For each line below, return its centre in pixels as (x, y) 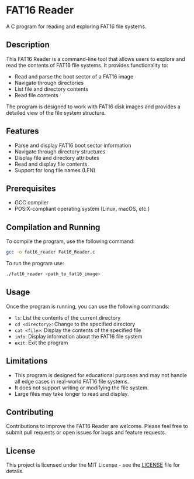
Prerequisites (31, 188)
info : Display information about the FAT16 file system (78, 336)
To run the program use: (35, 264)
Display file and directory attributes (57, 158)
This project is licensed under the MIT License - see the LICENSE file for (93, 465)
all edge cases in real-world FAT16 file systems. (72, 381)
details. (15, 471)
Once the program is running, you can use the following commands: (88, 306)
